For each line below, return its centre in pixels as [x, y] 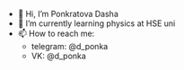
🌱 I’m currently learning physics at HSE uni [96, 23]
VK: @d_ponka [59, 56]
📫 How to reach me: [56, 33]
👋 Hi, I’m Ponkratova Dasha [68, 14]
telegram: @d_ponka [70, 46]
